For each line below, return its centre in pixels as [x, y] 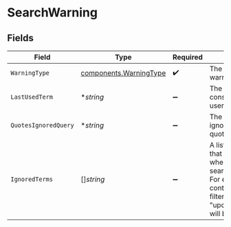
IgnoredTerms [32, 179]
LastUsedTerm [32, 97]
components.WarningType [123, 73]
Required [187, 57]
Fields [21, 38]
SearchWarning [53, 13]
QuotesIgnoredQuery [42, 125]
